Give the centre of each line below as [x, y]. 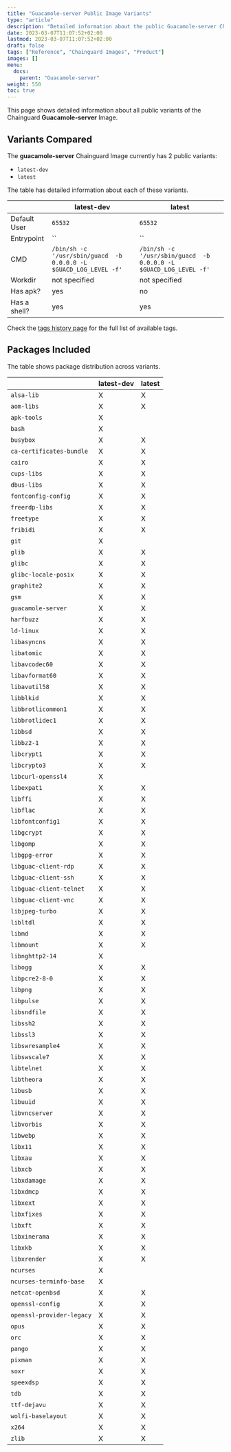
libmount [25, 945]
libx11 [21, 1146]
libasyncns [28, 642]
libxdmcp [25, 1191]
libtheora [26, 1079]
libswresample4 [35, 1046]
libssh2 [23, 1023]
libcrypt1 [26, 754]
